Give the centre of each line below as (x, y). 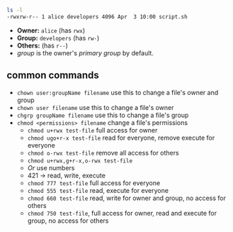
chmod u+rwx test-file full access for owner (92, 130)
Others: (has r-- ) (42, 45)
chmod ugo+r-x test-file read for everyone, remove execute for (121, 138)
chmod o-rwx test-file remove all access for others (103, 153)
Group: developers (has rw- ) (58, 38)
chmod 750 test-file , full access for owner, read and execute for (122, 213)
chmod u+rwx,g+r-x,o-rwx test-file (80, 161)
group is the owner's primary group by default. (85, 53)
